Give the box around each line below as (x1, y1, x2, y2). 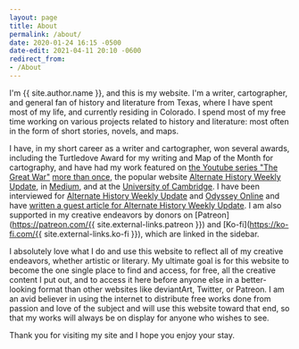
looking (9, 284, 37, 294)
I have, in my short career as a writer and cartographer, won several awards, (9, 142, 290, 153)
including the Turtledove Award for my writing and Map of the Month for (9, 152, 274, 163)
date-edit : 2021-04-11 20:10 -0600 (9, 47, 142, 55)
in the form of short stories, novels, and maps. (9, 125, 179, 136)
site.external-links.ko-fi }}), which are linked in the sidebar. (44, 228, 260, 239)
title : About (9, 21, 58, 30)
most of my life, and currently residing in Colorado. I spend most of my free (9, 106, 287, 117)
